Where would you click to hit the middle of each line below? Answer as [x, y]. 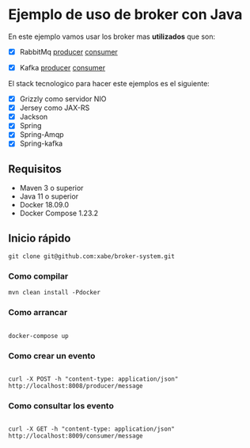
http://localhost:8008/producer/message [76, 385]
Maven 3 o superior [51, 188]
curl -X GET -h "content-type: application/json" [92, 429]
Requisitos [35, 169]
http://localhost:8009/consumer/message [76, 436]
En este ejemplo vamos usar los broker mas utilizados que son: [112, 36]
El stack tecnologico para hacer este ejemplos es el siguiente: [109, 84]
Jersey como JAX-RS [55, 108]
